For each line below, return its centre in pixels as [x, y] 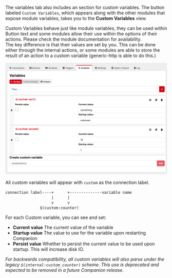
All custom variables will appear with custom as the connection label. [78, 182]
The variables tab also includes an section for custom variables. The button [85, 7]
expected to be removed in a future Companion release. [65, 270]
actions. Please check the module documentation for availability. [74, 39]
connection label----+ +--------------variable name [69, 193]
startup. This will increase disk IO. [49, 249]
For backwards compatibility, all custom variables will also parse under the [85, 260]
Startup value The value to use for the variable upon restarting [79, 233]
